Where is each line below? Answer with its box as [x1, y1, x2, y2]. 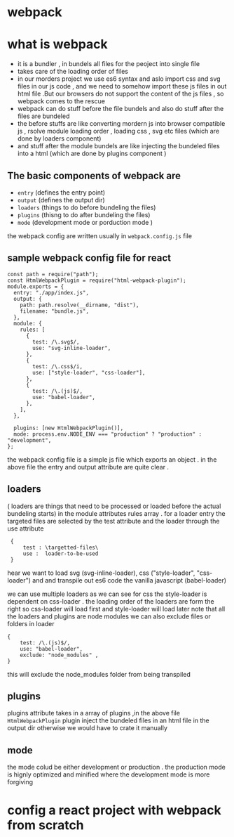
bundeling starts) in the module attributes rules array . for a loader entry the [7, 509, 226, 517]
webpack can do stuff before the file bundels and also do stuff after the [17, 105, 224, 113]
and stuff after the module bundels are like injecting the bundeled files [17, 142, 220, 150]
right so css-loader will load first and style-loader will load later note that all [7, 604, 226, 613]
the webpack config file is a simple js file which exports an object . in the [7, 455, 217, 464]
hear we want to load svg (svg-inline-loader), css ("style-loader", [7, 569, 195, 577]
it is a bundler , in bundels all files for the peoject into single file [17, 60, 200, 68]
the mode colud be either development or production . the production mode [7, 763, 226, 772]
